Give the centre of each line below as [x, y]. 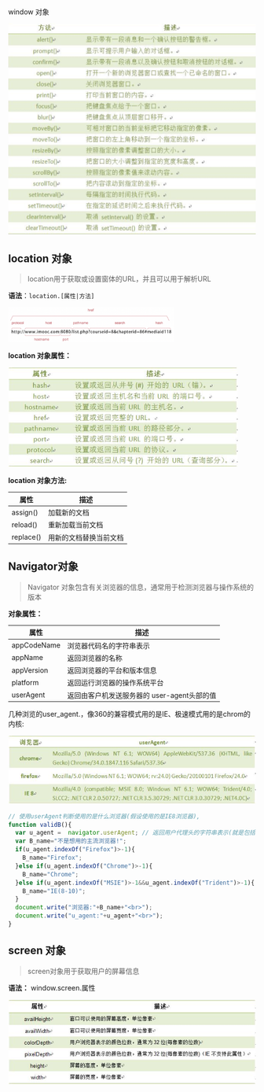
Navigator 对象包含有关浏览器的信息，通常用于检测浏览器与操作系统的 [140, 587]
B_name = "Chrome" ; [51, 874]
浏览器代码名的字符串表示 [109, 645]
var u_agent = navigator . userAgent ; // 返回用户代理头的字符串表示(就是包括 [135, 833]
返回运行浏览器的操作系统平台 [115, 683]
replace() [26, 537]
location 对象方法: [38, 481]
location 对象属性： [40, 356]
